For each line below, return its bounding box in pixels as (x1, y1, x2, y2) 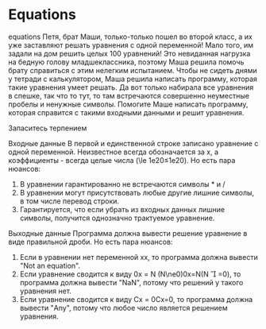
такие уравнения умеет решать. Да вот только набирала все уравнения (8, 82, 254, 92)
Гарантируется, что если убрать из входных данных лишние (19, 204, 225, 214)
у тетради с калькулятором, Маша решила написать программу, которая (8, 74, 258, 83)
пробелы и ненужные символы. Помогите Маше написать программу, (8, 99, 249, 109)
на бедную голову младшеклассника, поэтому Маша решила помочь (8, 57, 245, 67)
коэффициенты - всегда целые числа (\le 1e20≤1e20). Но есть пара (8, 155, 236, 164)
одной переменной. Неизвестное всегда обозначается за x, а (8, 147, 219, 157)
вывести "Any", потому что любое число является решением (19, 303, 228, 312)
